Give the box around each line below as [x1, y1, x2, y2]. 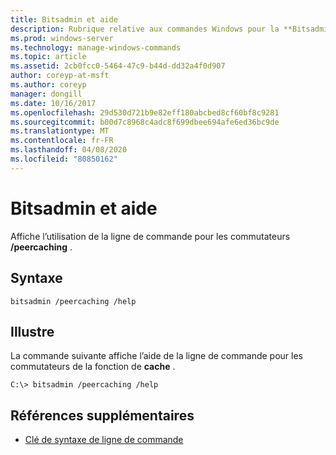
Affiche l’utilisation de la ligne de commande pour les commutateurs [10, 230, 291, 242]
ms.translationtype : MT [10, 126, 110, 136]
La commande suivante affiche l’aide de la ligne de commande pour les [10, 350, 303, 362]
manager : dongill [10, 89, 83, 99]
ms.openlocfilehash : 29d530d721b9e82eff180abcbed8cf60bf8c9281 [10, 107, 280, 118]
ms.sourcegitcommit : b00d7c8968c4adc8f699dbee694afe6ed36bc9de [10, 117, 280, 127]
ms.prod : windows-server [10, 33, 114, 43]
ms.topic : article [10, 52, 87, 62]
